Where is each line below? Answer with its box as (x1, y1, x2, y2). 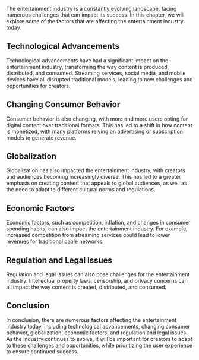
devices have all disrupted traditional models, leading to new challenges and (6, 75, 193, 83)
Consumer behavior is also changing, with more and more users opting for (6, 115, 188, 122)
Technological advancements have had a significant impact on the (6, 56, 169, 64)
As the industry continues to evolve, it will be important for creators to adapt (6, 335, 193, 342)
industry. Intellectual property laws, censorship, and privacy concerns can (6, 277, 188, 285)
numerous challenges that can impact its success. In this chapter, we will (6, 11, 185, 18)
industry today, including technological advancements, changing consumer (6, 323, 191, 330)
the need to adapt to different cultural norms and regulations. (6, 186, 156, 193)
